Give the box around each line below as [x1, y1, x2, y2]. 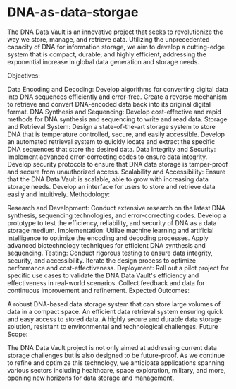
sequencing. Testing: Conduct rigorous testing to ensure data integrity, [7, 249, 213, 257]
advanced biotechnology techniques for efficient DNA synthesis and [7, 241, 206, 249]
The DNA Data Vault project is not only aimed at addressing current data [7, 343, 217, 352]
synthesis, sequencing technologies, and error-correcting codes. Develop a [7, 211, 227, 220]
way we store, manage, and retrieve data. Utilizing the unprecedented [7, 35, 210, 43]
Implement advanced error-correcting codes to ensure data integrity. [7, 152, 208, 161]
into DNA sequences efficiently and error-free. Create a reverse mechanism [7, 92, 228, 101]
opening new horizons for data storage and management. [7, 373, 175, 382]
